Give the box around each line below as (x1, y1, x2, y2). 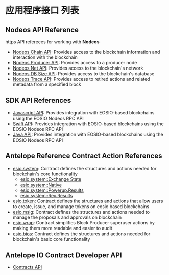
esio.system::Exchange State (20, 176, 82, 182)
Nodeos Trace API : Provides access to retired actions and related (12, 76, 150, 82)
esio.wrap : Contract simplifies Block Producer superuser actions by (12, 219, 155, 225)
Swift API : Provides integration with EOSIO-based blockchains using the (12, 121, 164, 127)
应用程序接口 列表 (5, 5, 79, 16)
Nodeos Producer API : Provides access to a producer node (12, 60, 137, 65)
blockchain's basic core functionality (12, 236, 90, 242)
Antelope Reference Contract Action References (5, 152, 162, 161)
